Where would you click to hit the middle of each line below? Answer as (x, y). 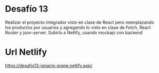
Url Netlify (26, 52)
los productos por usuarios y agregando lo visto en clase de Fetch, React (78, 27)
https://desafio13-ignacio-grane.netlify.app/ (49, 65)
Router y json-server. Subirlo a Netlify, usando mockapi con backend (74, 32)
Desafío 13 (27, 9)
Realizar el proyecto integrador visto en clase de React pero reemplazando (79, 22)
